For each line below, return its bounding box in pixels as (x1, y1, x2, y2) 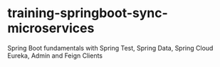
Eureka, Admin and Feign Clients (7, 51, 103, 60)
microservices (7, 20, 95, 36)
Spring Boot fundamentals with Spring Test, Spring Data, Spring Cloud (7, 43, 214, 52)
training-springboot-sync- (7, 5, 169, 21)
